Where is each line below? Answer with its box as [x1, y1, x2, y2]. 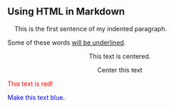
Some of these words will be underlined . [7, 38, 126, 47]
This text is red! [7, 79, 53, 88]
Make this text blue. [7, 93, 66, 101]
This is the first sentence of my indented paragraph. [14, 24, 168, 33]
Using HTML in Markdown [7, 6, 126, 18]
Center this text [97, 65, 143, 74]
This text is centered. [88, 52, 151, 60]
